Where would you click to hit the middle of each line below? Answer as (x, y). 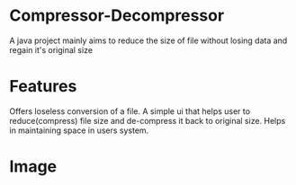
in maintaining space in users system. (79, 130)
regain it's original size (51, 49)
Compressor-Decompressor (117, 16)
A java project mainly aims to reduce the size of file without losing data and (148, 40)
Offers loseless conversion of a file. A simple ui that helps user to (130, 111)
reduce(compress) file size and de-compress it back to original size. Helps (148, 120)
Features (43, 87)
